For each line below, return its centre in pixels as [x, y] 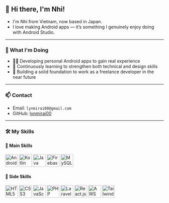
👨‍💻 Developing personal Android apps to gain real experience [76, 61]
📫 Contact [19, 95]
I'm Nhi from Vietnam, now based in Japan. [57, 21]
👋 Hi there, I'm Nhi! [35, 9]
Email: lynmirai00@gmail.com [42, 108]
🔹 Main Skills [19, 145]
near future [24, 77]
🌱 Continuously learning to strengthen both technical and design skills [85, 67]
